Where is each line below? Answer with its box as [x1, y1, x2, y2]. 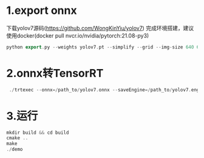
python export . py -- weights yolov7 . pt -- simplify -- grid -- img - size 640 [6, 44, 194, 50]
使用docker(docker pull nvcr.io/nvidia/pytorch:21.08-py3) [6, 31, 149, 39]
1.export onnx [6, 4, 77, 18]
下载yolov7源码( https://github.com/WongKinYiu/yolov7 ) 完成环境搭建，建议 [6, 24, 194, 31]
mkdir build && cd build [6, 130, 69, 136]
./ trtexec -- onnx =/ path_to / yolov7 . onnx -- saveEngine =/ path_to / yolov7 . [8, 87, 191, 93]
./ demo [6, 146, 23, 153]
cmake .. [6, 135, 29, 141]
